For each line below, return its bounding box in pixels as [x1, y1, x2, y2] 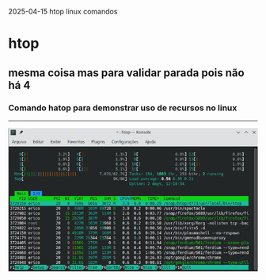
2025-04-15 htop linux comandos [8, 7, 118, 16]
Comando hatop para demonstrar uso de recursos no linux [8, 102, 237, 113]
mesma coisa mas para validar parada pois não [8, 66, 245, 79]
